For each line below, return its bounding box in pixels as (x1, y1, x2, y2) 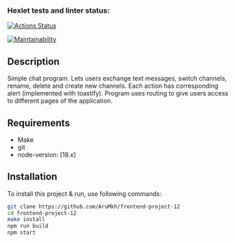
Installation (7, 171, 58, 183)
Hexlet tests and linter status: (7, 6, 110, 15)
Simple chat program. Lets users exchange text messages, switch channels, (7, 74, 227, 83)
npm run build (7, 223, 49, 230)
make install (7, 216, 46, 223)
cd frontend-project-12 (7, 209, 77, 216)
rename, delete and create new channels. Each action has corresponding (7, 81, 219, 90)
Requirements (7, 117, 70, 129)
